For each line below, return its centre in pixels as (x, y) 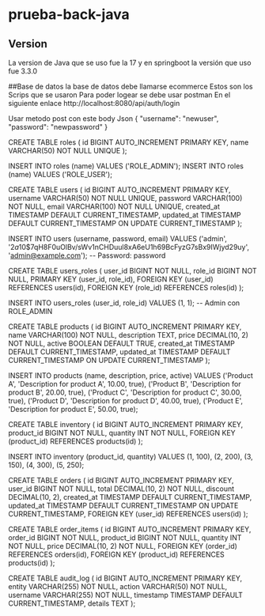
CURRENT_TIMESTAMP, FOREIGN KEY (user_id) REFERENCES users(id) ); (128, 514)
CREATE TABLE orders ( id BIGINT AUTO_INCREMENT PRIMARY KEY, (121, 480)
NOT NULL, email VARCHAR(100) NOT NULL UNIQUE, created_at (114, 206)
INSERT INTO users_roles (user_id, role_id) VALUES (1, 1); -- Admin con (124, 303)
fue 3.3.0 (23, 71)
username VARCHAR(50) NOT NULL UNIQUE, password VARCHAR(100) (125, 198)
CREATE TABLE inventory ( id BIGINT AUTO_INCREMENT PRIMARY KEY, (126, 424)
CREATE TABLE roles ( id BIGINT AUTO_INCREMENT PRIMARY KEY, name (129, 142)
